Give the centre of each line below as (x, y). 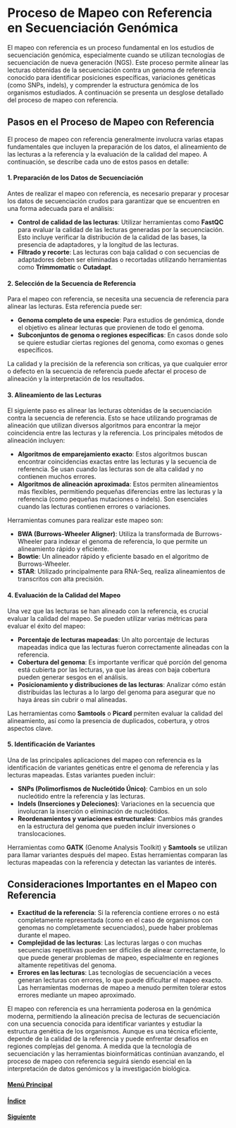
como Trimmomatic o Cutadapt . (65, 267)
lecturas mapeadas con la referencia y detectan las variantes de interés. (112, 862)
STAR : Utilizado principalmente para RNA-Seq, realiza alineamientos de (121, 571)
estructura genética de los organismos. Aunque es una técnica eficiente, (113, 1031)
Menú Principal (30, 1085)
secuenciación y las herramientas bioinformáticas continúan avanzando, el (116, 1053)
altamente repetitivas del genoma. (67, 965)
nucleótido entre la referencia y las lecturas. (81, 796)
